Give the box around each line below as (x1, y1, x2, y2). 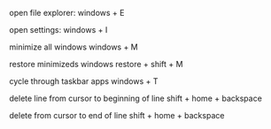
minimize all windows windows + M (9, 42, 139, 52)
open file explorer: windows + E (9, 8, 125, 18)
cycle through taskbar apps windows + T (9, 76, 159, 87)
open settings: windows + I (9, 25, 108, 34)
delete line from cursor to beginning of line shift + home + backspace (9, 93, 263, 103)
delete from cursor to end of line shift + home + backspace (9, 110, 225, 120)
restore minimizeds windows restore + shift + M (9, 59, 183, 69)
